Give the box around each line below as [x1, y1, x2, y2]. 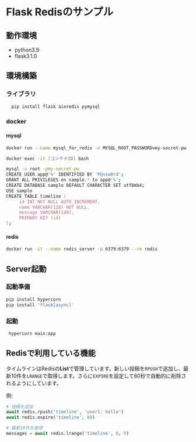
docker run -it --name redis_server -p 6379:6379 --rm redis [6, 246, 158, 252]
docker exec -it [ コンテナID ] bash [6, 156, 89, 162]
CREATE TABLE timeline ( [6, 193, 66, 199]
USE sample [6, 188, 33, 194]
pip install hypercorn [6, 296, 61, 302]
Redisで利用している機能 [6, 348, 96, 358]
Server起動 [6, 264, 47, 274]
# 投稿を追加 [6, 403, 33, 410]
